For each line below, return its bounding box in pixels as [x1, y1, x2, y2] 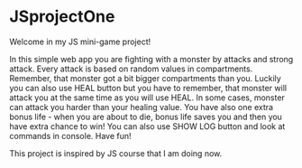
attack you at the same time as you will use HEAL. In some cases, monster [9, 92, 286, 103]
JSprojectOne [9, 6, 115, 27]
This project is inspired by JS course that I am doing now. [9, 147, 223, 159]
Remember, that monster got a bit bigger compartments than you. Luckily [9, 72, 281, 83]
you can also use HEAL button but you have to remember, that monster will [9, 82, 287, 93]
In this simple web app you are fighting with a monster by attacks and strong [9, 53, 294, 64]
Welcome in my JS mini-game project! [9, 36, 151, 47]
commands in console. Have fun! [9, 130, 133, 141]
